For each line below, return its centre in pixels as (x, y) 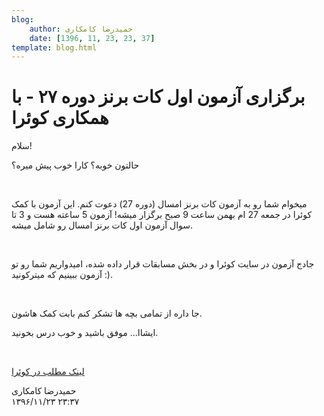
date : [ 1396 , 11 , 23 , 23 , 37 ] (92, 38)
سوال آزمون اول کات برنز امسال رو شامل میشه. (102, 225)
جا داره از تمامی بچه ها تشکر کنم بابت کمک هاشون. (107, 313)
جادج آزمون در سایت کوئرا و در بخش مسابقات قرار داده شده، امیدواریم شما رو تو (163, 264)
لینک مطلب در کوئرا (48, 372)
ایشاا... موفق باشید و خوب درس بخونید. (85, 333)
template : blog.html (54, 47)
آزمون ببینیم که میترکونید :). (62, 275)
